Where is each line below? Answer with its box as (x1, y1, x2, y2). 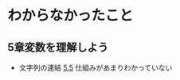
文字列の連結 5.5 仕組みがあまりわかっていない (18, 63, 173, 72)
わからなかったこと (7, 6, 134, 25)
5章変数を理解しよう (7, 40, 109, 54)
